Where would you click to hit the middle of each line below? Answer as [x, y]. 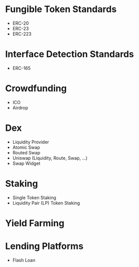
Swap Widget [26, 163]
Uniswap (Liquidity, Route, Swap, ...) [50, 158]
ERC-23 [21, 28]
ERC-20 [21, 23]
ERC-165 [22, 68]
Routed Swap [26, 152]
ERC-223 [22, 34]
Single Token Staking [34, 198]
